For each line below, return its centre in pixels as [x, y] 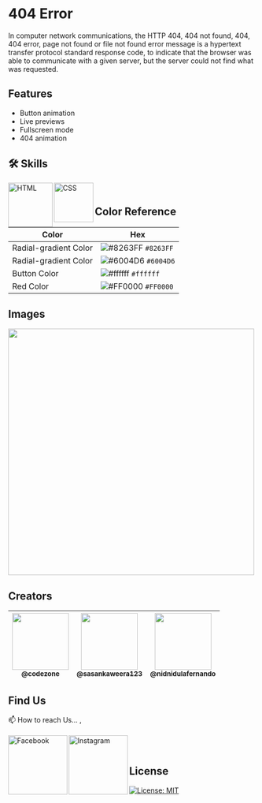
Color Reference [136, 211]
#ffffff [145, 274]
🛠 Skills [28, 164]
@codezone [41, 674]
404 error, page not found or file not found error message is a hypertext [125, 43]
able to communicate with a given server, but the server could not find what [131, 61]
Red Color [31, 286]
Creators [30, 596]
